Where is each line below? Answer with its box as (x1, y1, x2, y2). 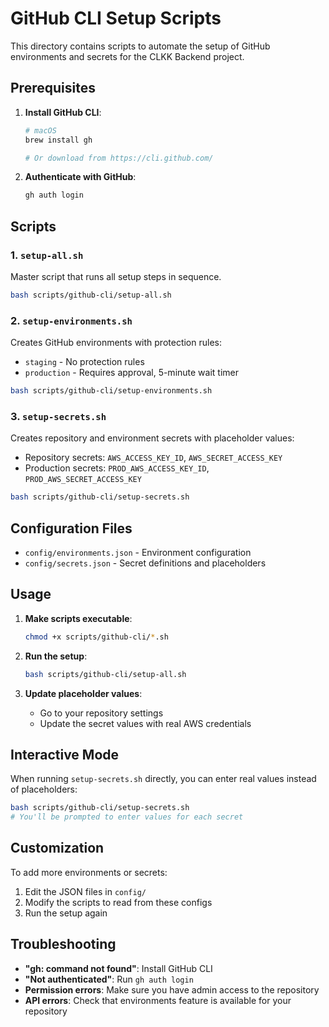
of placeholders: (10, 783, 78, 796)
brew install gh (24, 135, 93, 145)
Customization (10, 840, 105, 857)
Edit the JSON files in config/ (24, 885, 147, 897)
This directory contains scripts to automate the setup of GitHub (10, 40, 271, 52)
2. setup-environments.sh (10, 313, 133, 327)
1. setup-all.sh (10, 248, 84, 262)
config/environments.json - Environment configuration (24, 546, 252, 558)
